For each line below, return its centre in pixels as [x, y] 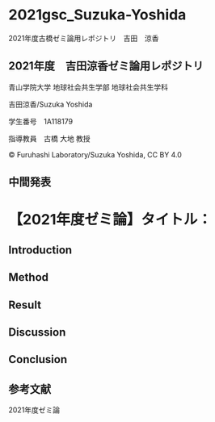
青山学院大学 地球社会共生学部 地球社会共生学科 [88, 87]
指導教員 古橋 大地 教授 [49, 138]
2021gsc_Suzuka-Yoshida [97, 15]
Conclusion [38, 359]
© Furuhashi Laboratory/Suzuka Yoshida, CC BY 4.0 [95, 154]
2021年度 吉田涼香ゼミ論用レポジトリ [106, 66]
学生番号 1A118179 [41, 121]
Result [25, 305]
